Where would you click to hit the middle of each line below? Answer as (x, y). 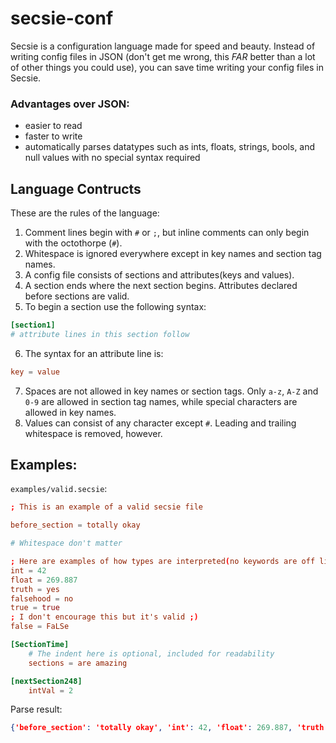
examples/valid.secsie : (59, 489)
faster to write (53, 136)
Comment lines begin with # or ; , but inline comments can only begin (167, 233)
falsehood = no (42, 598)
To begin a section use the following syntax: (115, 307)
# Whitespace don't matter (66, 543)
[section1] (33, 325)
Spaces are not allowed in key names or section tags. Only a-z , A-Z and (171, 391)
